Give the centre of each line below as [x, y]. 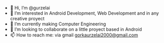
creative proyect [27, 18]
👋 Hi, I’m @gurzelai [30, 8]
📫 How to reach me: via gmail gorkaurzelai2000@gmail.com [74, 35]
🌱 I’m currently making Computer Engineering [58, 24]
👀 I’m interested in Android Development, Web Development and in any [85, 13]
